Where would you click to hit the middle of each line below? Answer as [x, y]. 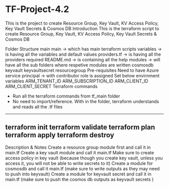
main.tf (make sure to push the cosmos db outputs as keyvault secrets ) [79, 179]
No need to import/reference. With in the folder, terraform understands [86, 101]
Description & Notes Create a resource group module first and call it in [78, 147]
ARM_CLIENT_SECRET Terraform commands [52, 86]
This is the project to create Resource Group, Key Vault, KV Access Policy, [82, 23]
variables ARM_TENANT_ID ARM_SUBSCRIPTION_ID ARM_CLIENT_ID [77, 81]
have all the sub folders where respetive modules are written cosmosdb [79, 65]
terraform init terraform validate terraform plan [80, 127]
